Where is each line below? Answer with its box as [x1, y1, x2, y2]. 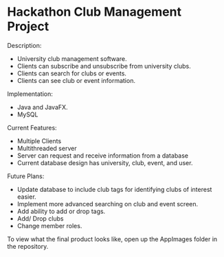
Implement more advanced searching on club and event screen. [16, 199, 199, 208]
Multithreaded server [16, 144, 77, 152]
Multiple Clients [16, 136, 62, 145]
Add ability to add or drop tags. [16, 207, 106, 215]
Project [7, 19, 49, 34]
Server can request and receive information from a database [16, 151, 189, 160]
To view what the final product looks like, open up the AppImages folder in [7, 234, 218, 243]
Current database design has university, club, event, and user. [16, 158, 193, 167]
